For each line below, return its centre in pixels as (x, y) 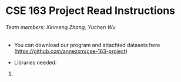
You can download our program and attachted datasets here (87, 45)
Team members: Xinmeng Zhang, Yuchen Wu (61, 27)
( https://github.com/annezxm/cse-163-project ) (71, 51)
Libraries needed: (35, 63)
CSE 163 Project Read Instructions (90, 11)
